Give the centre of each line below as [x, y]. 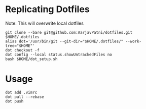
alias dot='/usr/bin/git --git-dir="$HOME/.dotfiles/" [64, 41]
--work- [134, 41]
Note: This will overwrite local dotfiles [45, 23]
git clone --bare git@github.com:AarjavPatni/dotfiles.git [69, 32]
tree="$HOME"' [20, 46]
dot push [14, 101]
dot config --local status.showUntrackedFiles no [59, 54]
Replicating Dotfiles [47, 9]
